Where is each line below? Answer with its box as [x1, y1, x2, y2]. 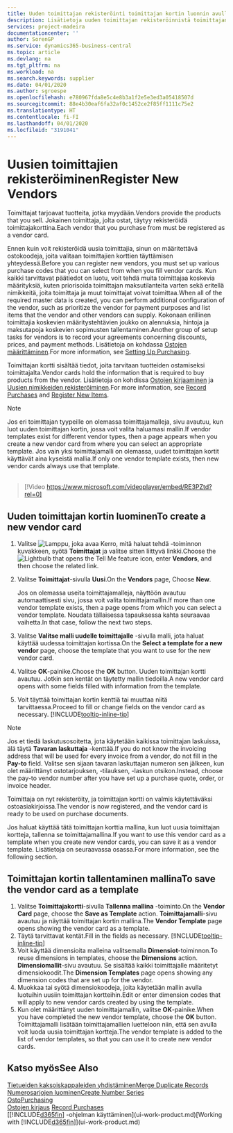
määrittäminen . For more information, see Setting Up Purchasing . [7, 348, 191, 356]
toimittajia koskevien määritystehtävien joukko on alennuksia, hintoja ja [7, 318, 209, 326]
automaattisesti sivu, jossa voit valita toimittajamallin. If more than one [17, 596, 216, 604]
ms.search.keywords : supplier [7, 74, 95, 82]
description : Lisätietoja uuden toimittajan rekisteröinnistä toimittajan [7, 17, 228, 24]
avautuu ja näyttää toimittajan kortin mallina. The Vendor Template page [17, 916, 223, 925]
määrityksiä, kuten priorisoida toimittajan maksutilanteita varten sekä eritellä [7, 281, 224, 290]
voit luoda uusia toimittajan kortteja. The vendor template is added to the [17, 1027, 223, 1036]
